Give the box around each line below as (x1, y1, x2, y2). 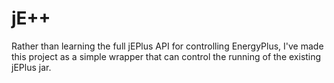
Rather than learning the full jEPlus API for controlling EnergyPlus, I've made (11, 40, 324, 52)
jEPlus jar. (11, 61, 52, 73)
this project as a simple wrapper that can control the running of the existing (11, 50, 322, 62)
